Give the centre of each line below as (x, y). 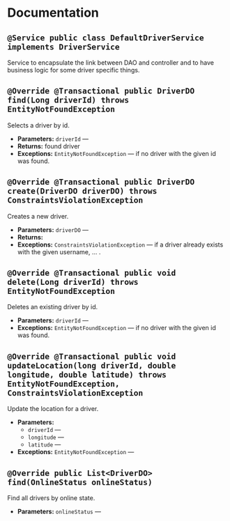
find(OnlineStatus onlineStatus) (80, 482)
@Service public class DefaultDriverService (106, 38)
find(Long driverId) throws (68, 100)
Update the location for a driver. (53, 409)
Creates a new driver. (38, 216)
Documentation (53, 13)
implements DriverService (63, 47)
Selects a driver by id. (38, 125)
